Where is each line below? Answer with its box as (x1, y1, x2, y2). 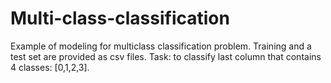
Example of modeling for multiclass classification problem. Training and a (10, 40, 312, 52)
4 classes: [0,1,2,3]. (10, 61, 90, 73)
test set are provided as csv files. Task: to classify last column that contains (10, 50, 322, 62)
